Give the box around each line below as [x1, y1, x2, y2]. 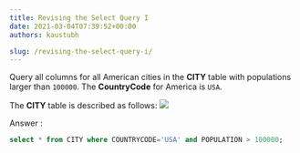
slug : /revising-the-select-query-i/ [9, 46, 153, 56]
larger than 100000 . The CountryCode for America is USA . [9, 81, 222, 92]
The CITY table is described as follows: [9, 100, 158, 111]
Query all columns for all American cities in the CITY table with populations [9, 72, 292, 83]
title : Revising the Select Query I [9, 13, 149, 23]
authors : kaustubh [9, 30, 79, 39]
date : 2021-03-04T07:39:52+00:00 [9, 22, 137, 31]
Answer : [9, 117, 43, 128]
